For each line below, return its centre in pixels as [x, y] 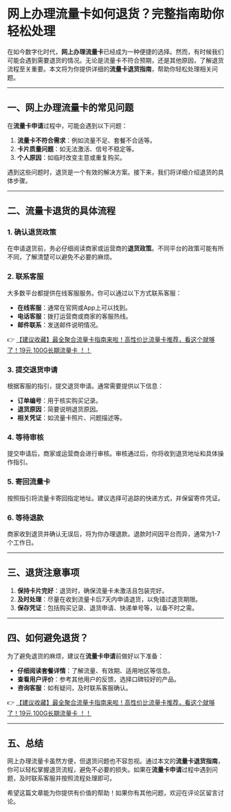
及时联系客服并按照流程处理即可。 [67, 778]
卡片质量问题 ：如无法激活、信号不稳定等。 [77, 149]
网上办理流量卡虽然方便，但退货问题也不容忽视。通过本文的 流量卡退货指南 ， [115, 761]
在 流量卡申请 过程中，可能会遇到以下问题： [67, 125]
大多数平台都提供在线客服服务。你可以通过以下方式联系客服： [95, 292]
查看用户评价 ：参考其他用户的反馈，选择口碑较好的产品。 [98, 679]
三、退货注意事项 [43, 573]
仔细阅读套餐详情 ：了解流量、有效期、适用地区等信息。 [95, 670]
